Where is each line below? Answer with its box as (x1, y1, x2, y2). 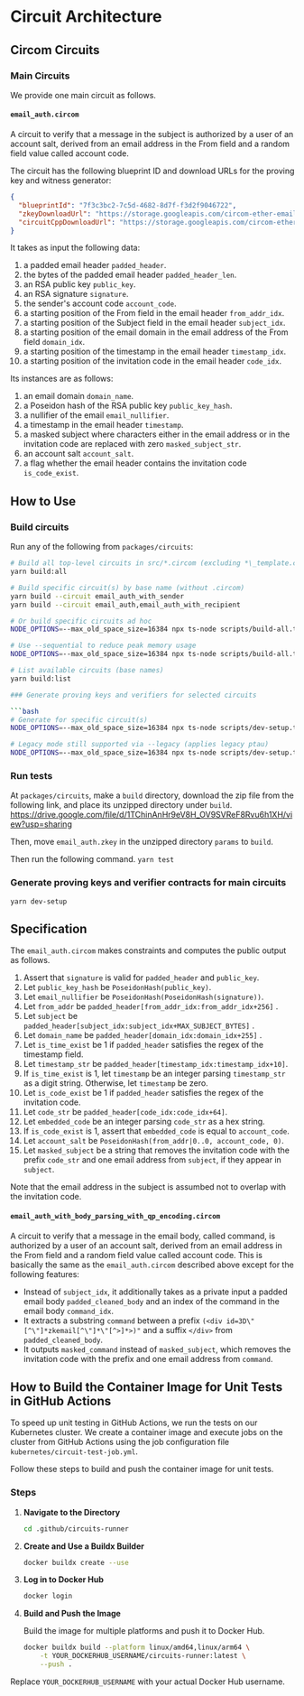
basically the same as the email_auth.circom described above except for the (10, 1259, 294, 1270)
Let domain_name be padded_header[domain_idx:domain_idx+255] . (23, 1030, 263, 1041)
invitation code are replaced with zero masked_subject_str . (23, 439, 242, 449)
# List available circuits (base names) (10, 666, 165, 675)
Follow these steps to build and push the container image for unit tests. (10, 1464, 274, 1475)
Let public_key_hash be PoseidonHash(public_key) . (23, 982, 212, 993)
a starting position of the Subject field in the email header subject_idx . (23, 318, 286, 329)
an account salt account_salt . (23, 449, 134, 459)
